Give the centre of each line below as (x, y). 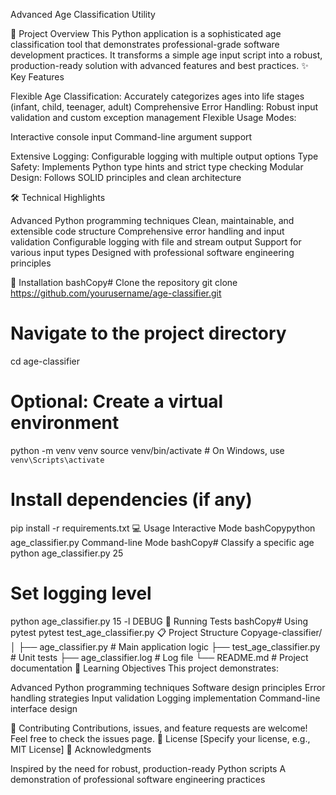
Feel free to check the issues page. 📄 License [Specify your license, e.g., (160, 738)
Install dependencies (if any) (131, 500)
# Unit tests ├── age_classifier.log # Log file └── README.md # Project (159, 657)
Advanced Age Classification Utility (83, 14)
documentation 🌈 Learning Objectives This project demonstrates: (144, 668)
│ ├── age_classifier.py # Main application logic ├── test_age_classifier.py (165, 646)
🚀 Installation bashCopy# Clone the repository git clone (124, 282)
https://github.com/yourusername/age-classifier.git (116, 293)
